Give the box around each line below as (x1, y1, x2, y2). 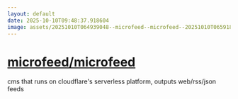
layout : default (7, 10, 55, 18)
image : (7, 23, 27, 30)
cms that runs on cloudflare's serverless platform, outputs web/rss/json (7, 77, 217, 86)
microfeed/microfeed (7, 54, 136, 70)
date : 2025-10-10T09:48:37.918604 (7, 17, 110, 24)
